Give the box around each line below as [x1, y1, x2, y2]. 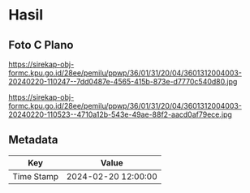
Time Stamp [12, 170, 59, 182]
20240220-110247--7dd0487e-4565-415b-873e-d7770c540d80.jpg [8, 77, 238, 86]
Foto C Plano [8, 38, 74, 52]
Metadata [8, 133, 58, 147]
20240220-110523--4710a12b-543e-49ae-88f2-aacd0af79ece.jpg [8, 109, 233, 119]
